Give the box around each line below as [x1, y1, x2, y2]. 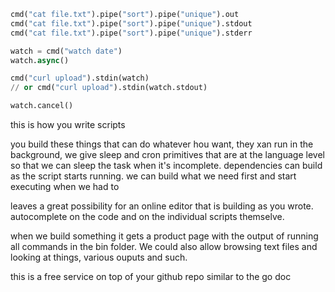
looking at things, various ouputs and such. [10, 251, 188, 263]
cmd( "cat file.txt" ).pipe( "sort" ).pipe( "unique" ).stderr [10, 28, 253, 38]
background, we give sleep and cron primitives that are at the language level [10, 149, 325, 160]
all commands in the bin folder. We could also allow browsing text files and [10, 241, 318, 252]
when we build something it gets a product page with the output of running [10, 230, 319, 242]
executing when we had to [10, 181, 120, 192]
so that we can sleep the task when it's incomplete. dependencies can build [10, 160, 323, 171]
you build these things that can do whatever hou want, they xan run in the [10, 138, 314, 150]
